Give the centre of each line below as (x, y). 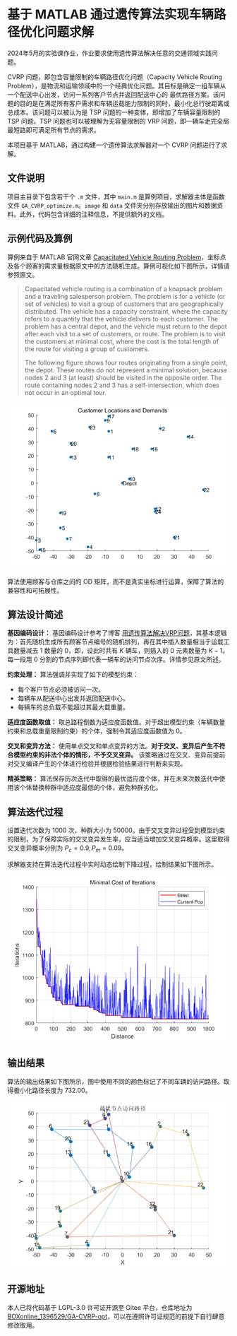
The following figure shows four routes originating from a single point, (126, 362)
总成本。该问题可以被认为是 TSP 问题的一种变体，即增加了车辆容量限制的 (114, 112)
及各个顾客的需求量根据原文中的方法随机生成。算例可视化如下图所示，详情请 (119, 266)
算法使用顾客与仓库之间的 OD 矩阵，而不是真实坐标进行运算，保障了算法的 (116, 581)
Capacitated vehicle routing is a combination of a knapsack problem (123, 289)
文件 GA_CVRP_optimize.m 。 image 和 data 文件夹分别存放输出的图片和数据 (112, 205)
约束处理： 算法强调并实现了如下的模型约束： (73, 675)
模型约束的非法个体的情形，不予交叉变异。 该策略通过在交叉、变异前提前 (119, 755)
